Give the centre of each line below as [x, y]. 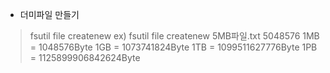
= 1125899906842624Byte [85, 57]
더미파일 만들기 [49, 14]
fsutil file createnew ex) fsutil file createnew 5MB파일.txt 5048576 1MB [174, 36]
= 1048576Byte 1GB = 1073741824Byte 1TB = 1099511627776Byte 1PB [173, 47]
